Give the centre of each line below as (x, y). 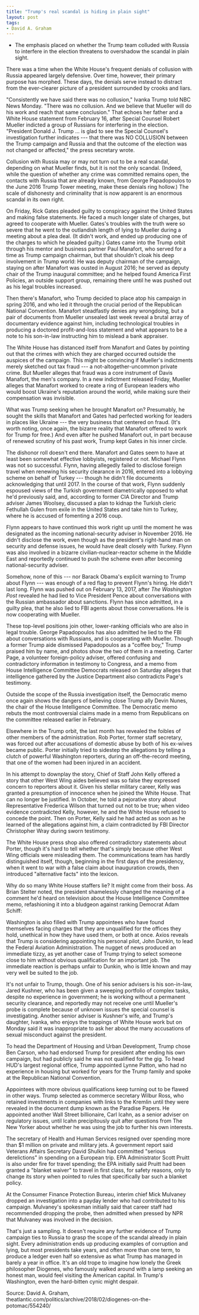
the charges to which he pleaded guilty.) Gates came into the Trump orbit (96, 243)
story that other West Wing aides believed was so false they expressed (93, 780)
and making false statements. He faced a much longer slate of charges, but (98, 217)
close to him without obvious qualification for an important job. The (88, 960)
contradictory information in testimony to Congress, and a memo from (92, 664)
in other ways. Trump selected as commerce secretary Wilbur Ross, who (95, 1096)
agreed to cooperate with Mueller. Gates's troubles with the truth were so (96, 224)
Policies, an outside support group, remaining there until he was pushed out (99, 280)
